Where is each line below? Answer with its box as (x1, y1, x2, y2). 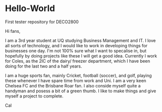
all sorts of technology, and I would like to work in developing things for (5, 42, 148, 48)
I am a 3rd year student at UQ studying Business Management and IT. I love (5, 37, 156, 43)
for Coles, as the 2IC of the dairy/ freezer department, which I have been (5, 58, 150, 64)
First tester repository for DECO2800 (5, 19, 79, 25)
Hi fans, (5, 28, 21, 34)
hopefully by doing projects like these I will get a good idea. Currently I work (5, 53, 157, 58)
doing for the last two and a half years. (5, 63, 82, 69)
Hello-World (5, 3, 55, 14)
